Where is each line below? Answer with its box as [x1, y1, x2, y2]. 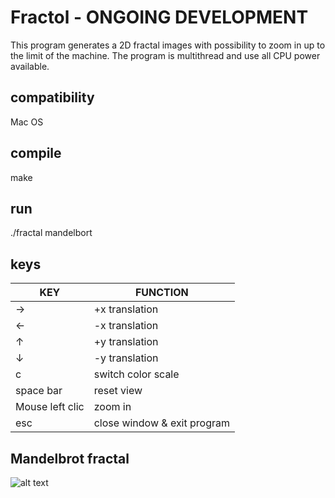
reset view [93, 384, 143, 398]
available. [10, 60, 50, 72]
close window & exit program [93, 416, 231, 430]
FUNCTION [134, 286, 189, 300]
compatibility [10, 89, 95, 106]
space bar [15, 384, 63, 398]
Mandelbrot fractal [10, 450, 130, 467]
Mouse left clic [15, 400, 85, 414]
